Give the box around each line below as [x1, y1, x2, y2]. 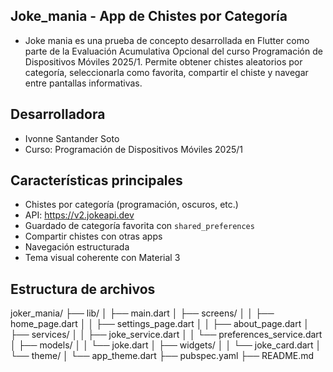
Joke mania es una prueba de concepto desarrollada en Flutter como [24, 34, 310, 46]
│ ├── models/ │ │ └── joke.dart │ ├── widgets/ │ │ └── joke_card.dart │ [10, 339, 322, 351]
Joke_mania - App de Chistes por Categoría [10, 8, 288, 25]
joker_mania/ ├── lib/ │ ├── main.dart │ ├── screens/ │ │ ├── [10, 307, 275, 319]
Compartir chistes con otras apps [24, 230, 163, 243]
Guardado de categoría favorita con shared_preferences [24, 220, 255, 232]
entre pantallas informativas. [24, 77, 143, 89]
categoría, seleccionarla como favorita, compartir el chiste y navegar [24, 66, 309, 78]
